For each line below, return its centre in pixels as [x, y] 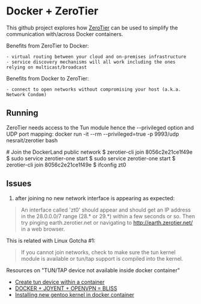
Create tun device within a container [60, 282]
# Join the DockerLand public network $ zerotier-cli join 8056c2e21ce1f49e [100, 152]
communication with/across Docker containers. [65, 34]
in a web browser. [43, 229]
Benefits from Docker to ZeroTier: [48, 78]
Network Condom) [26, 94]
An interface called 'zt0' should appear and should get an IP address [106, 210]
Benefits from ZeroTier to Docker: [48, 46]
